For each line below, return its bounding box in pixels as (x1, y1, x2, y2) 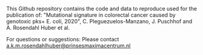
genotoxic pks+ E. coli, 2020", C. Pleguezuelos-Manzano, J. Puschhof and (6, 18, 193, 25)
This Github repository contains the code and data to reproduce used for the (6, 5, 197, 12)
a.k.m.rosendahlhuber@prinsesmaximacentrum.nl (6, 42, 131, 49)
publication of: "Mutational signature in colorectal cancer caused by (6, 11, 176, 19)
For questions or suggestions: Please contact (6, 36, 119, 42)
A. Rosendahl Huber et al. (6, 24, 70, 31)
